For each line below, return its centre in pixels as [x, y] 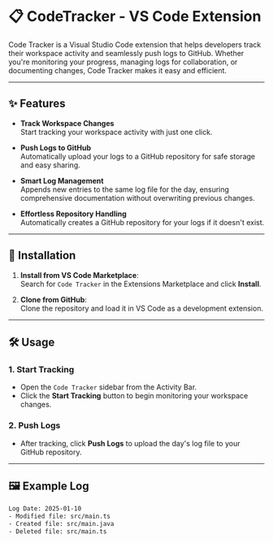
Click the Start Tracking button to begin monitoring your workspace [134, 396]
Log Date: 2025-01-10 [45, 509]
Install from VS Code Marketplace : [80, 275]
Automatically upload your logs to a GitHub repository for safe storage [138, 156]
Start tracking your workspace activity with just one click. [116, 132]
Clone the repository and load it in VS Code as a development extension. [142, 308]
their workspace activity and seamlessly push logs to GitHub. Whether [126, 53]
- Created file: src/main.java [61, 524]
